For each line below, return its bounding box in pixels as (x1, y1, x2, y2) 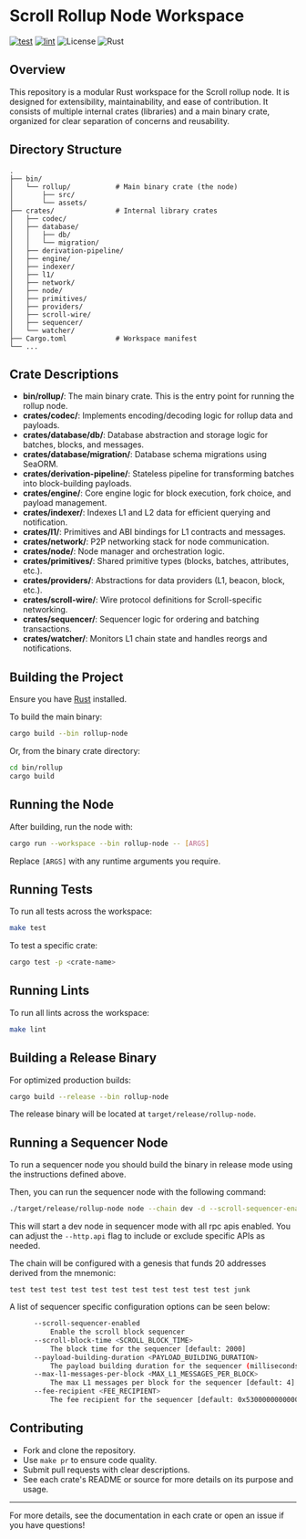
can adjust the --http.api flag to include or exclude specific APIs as (9, 1230, 266, 1241)
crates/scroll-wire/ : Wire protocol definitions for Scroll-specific (22, 594, 262, 605)
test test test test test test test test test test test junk (9, 1285, 250, 1294)
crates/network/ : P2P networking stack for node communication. (22, 536, 270, 548)
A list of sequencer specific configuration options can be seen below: (9, 1302, 270, 1313)
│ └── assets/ (9, 198, 88, 207)
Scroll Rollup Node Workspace (9, 5, 245, 26)
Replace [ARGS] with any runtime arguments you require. (9, 855, 221, 866)
